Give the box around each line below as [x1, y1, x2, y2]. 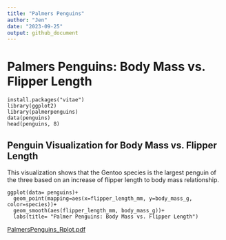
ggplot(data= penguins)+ [7, 189, 79, 196]
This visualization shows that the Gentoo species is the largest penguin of [7, 168, 217, 177]
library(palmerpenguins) [7, 108, 79, 116]
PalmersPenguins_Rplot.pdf [7, 226, 86, 233]
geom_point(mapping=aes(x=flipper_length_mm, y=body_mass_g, [13, 195, 193, 202]
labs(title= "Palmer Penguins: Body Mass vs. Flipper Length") [13, 213, 198, 220]
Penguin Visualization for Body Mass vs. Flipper [7, 139, 217, 151]
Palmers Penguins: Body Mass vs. [7, 59, 205, 74]
